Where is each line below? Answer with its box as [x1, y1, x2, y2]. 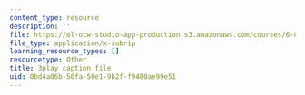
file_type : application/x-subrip [9, 38, 136, 48]
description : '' [9, 22, 71, 31]
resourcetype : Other [9, 55, 88, 64]
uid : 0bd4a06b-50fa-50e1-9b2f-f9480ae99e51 [9, 72, 177, 81]
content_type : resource [9, 13, 100, 23]
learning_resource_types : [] [9, 47, 120, 56]
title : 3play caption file [9, 64, 112, 73]
